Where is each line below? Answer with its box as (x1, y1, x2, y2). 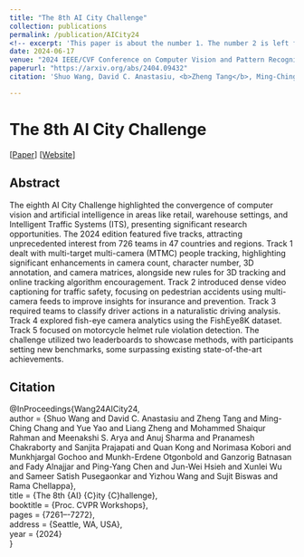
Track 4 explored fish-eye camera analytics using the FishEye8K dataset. (9, 314, 282, 326)
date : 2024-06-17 (9, 47, 75, 56)
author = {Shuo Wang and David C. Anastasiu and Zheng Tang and (9, 413, 258, 424)
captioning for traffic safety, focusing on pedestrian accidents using (9, 286, 262, 297)
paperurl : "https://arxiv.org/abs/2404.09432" (9, 64, 188, 73)
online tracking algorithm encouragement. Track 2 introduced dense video (9, 276, 287, 287)
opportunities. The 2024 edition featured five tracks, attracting (9, 228, 242, 239)
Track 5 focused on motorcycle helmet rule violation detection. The (9, 324, 260, 335)
